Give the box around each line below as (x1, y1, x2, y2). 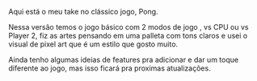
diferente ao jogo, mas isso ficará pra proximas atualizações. (8, 63, 212, 73)
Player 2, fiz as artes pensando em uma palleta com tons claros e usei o (8, 31, 248, 40)
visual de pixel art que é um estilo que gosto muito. (8, 39, 179, 49)
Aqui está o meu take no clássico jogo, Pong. (8, 7, 159, 16)
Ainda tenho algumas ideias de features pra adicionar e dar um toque (8, 55, 239, 64)
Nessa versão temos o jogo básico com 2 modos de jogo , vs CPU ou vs (8, 22, 249, 31)
